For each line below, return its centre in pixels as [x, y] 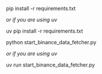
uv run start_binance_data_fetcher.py [50, 65]
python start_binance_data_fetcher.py [51, 42]
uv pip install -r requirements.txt [45, 31]
